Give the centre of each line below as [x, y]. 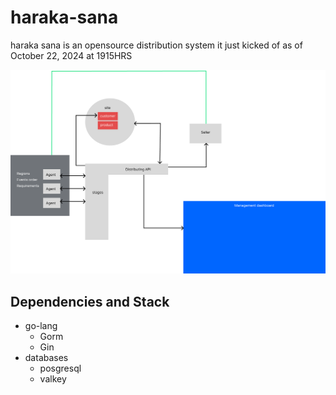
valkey [53, 379]
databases [46, 358]
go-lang [41, 326]
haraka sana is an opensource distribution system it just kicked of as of [156, 45]
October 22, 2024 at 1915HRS [71, 55]
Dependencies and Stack [90, 301]
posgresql [60, 368]
